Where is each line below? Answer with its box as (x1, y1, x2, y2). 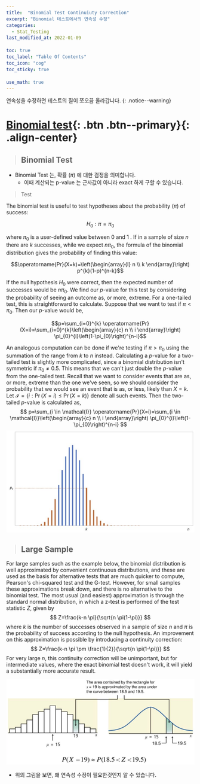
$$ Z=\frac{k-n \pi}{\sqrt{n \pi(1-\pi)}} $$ (50, 613, 151, 621)
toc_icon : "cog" (6, 60, 47, 66)
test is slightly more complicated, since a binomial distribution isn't (20, 358, 185, 365)
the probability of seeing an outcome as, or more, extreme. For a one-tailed (6, 294, 192, 302)
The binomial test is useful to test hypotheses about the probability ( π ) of (6, 202, 186, 209)
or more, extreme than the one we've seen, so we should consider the (6, 379, 179, 386)
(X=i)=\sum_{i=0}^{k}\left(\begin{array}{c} (20, 326, 124, 333)
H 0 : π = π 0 (86, 220, 115, 229)
